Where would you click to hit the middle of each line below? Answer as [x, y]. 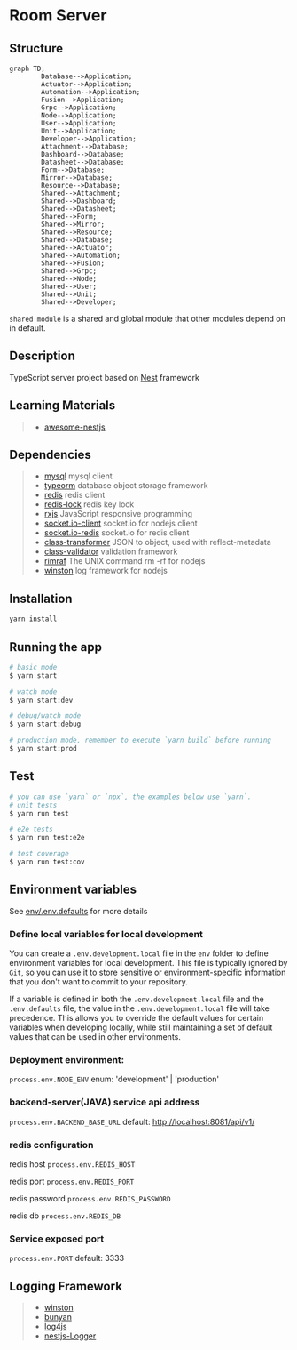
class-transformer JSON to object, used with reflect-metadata [158, 542]
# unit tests [33, 805]
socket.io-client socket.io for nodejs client [121, 523]
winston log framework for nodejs [106, 571]
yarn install [33, 619]
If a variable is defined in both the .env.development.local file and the [137, 999]
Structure [36, 48]
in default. [27, 328]
